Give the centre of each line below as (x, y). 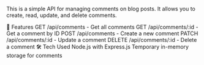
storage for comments (34, 55)
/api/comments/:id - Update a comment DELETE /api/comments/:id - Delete (102, 40)
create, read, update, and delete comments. (62, 15)
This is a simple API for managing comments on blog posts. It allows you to (101, 9)
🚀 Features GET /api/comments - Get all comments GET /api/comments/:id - (102, 27)
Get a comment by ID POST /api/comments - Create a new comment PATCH (102, 33)
